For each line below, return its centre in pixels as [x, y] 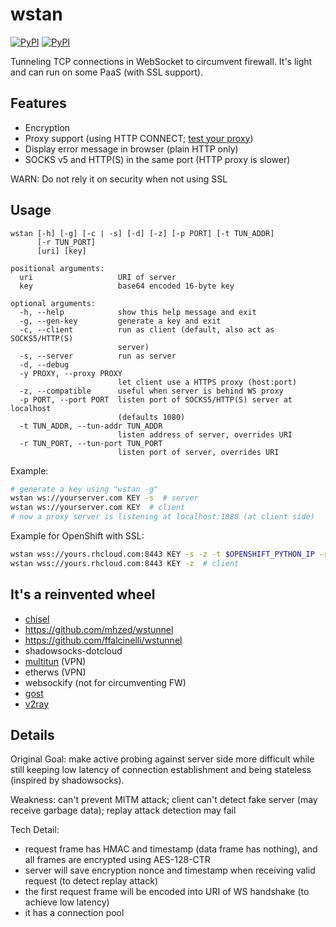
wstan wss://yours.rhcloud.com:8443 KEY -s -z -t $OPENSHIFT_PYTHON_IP [162, 554]
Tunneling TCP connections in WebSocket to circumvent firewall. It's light [161, 61]
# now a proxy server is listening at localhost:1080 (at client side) [162, 517]
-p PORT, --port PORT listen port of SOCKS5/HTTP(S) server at [156, 399]
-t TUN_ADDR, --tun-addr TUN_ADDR [91, 426]
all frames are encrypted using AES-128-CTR [117, 860]
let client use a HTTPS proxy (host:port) [207, 382]
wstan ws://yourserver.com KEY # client [98, 508]
